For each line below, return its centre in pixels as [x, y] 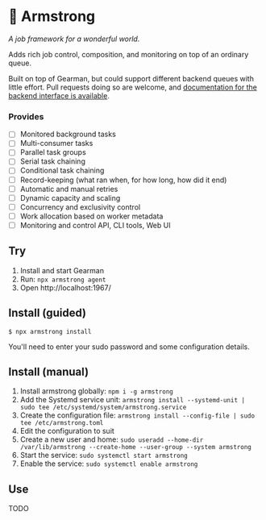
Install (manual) [49, 371]
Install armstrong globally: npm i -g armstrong [96, 391]
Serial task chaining [53, 161]
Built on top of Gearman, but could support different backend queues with [131, 78]
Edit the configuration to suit [67, 431]
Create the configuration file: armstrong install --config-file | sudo [137, 415]
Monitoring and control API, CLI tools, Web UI [95, 225]
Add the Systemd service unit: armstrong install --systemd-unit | [133, 400]
